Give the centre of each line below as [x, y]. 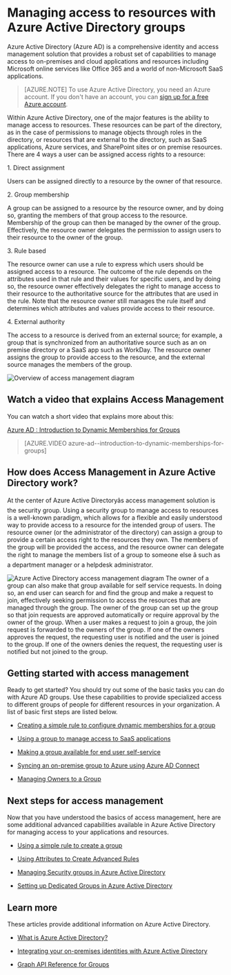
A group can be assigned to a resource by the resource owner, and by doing [115, 208]
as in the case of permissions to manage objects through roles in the [104, 132]
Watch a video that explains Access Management [115, 400]
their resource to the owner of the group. [65, 237]
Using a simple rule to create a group [70, 846]
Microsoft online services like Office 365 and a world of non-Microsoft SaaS [115, 69]
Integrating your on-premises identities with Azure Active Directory [112, 951]
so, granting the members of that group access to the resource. [98, 215]
